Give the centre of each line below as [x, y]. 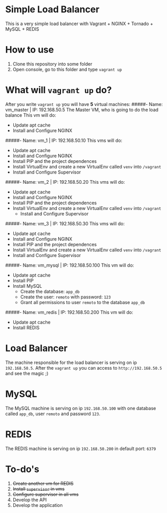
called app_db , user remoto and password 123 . [53, 414]
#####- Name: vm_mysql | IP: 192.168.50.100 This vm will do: [70, 265]
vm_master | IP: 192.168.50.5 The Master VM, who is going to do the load [82, 110]
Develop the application [38, 505]
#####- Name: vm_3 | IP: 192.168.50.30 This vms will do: [65, 223]
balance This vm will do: [31, 115]
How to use [30, 50]
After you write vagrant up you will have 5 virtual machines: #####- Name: [84, 104]
